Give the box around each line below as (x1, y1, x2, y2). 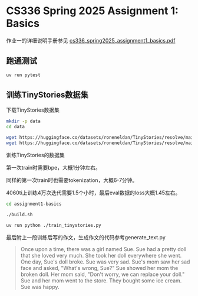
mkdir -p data (6, 118, 41, 125)
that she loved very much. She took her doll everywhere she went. (20, 252, 182, 259)
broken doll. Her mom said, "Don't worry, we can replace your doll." (20, 271, 185, 278)
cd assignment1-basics (6, 201, 62, 207)
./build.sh (6, 212, 33, 217)
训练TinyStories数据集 (6, 90, 88, 100)
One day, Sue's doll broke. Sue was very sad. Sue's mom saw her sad (20, 258, 190, 265)
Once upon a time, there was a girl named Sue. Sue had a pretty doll (20, 245, 187, 252)
